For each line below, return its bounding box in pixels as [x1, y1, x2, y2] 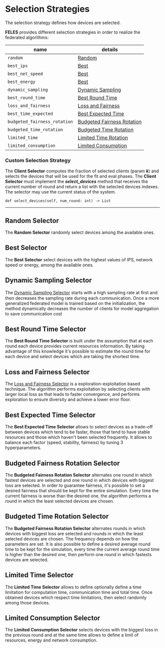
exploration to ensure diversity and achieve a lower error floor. [5, 396, 131, 402]
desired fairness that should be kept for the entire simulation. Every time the [5, 487, 159, 493]
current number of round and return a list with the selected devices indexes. [5, 184, 159, 190]
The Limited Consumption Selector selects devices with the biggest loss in [5, 627, 158, 633]
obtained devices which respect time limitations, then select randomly [5, 594, 147, 600]
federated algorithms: [5, 34, 49, 40]
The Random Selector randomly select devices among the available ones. [5, 229, 155, 235]
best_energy [7, 79, 36, 85]
